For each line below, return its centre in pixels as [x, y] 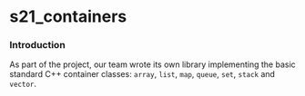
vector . [23, 84]
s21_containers [68, 17]
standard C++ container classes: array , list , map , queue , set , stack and [142, 74]
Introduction [37, 45]
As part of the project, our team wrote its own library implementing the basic [152, 64]
